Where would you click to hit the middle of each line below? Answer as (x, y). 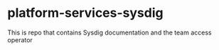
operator (20, 39)
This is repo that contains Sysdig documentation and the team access (109, 32)
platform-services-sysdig (85, 13)
